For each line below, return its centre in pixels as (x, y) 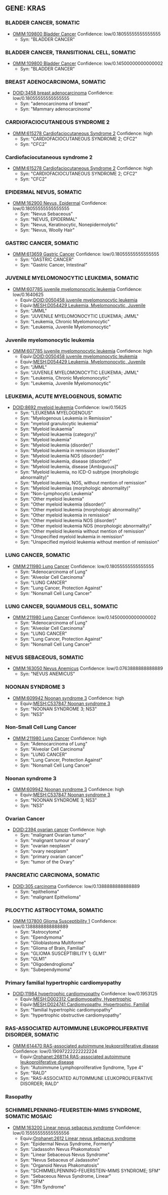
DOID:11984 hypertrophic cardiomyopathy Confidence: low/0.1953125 (85, 994)
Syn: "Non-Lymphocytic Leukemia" (57, 494)
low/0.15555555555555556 (41, 1133)
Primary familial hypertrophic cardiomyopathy (63, 983)
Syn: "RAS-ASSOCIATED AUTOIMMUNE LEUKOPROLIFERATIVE (87, 1078)
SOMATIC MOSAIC (29, 1116)
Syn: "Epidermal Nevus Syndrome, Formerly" (67, 1144)
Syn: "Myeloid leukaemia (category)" (58, 434)
